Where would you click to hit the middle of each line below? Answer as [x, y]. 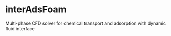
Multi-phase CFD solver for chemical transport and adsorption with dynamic [86, 23]
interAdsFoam [36, 9]
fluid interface [20, 28]
